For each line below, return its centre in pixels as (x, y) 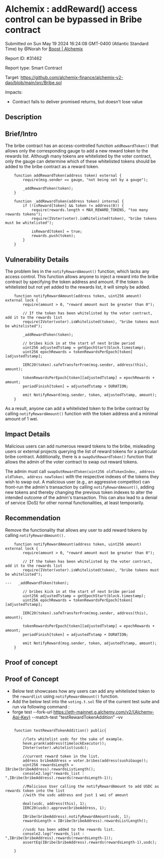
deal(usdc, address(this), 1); (55, 803)
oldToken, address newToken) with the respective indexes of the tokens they (82, 476)
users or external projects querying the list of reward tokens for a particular (81, 451)
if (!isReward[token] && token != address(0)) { (73, 206)
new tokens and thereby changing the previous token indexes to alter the (79, 492)
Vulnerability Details (37, 259)
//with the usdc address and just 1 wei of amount (76, 795)
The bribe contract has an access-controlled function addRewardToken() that (82, 146)
